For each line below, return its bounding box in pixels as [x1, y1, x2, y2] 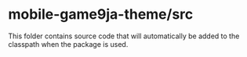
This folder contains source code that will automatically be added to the [8, 31, 240, 41]
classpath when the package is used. [8, 39, 129, 48]
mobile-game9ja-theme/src [8, 5, 194, 23]
